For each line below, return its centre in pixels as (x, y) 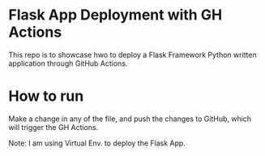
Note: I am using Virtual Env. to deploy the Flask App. (97, 143)
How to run (46, 96)
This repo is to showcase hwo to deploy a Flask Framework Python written (132, 54)
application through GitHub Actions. (68, 63)
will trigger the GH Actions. (53, 127)
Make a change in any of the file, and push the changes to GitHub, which (130, 119)
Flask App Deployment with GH (115, 15)
